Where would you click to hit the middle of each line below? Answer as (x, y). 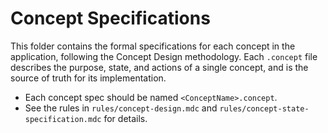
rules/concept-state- (264, 108)
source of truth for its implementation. (88, 78)
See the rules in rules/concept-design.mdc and (121, 108)
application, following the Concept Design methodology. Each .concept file (164, 56)
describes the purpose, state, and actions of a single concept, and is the (159, 67)
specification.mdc (63, 119)
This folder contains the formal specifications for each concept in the (153, 46)
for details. (125, 118)
